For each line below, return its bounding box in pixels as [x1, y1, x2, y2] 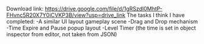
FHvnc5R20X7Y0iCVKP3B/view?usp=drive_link [6, 11, 126, 19]
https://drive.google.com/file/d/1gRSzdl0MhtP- [45, 5, 163, 12]
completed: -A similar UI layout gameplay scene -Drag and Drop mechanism [6, 18, 199, 25]
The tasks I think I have [126, 11, 185, 19]
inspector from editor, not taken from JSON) [6, 31, 117, 38]
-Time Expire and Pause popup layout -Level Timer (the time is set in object [6, 24, 197, 31]
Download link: [6, 5, 44, 12]
